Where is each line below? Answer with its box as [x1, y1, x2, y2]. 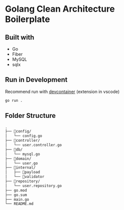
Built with [5, 33, 35, 41]
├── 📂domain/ [5, 156, 32, 161]
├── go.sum [5, 192, 27, 197]
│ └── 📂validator [5, 174, 45, 179]
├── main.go [5, 197, 29, 202]
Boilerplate [5, 14, 50, 25]
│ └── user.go [5, 161, 38, 166]
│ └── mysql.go [5, 152, 40, 156]
